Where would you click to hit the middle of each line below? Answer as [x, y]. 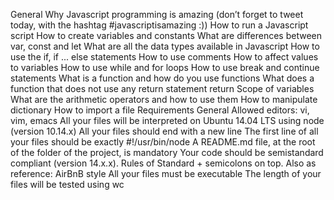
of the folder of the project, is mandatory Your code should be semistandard [167, 152]
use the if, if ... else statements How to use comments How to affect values [164, 57]
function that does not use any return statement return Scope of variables [162, 88]
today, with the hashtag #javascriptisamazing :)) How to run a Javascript [159, 25]
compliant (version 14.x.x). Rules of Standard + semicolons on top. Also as [163, 163]
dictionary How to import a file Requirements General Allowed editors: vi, [160, 110]
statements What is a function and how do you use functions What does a [162, 78]
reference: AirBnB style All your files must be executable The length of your [166, 173]
